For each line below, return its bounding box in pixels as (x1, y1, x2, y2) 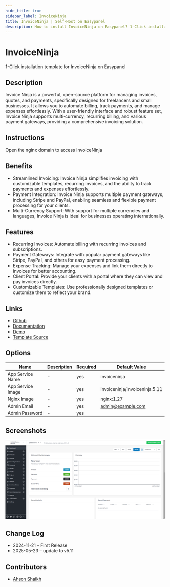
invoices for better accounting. (12, 268, 77, 274)
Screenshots (5, 426, 47, 435)
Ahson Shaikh (12, 576, 42, 582)
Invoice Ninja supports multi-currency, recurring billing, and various (5, 113, 146, 119)
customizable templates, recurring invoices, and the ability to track (12, 180, 152, 186)
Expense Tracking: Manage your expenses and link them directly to (12, 263, 153, 269)
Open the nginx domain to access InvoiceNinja (5, 147, 102, 153)
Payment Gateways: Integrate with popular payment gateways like (12, 252, 151, 258)
